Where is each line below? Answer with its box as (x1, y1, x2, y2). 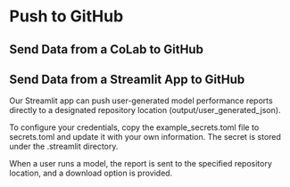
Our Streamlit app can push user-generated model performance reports (9, 95, 274, 106)
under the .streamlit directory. (9, 141, 119, 152)
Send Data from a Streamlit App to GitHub (9, 71, 245, 86)
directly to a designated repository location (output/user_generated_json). (9, 105, 281, 116)
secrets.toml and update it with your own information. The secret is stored (9, 132, 281, 142)
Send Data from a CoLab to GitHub (9, 42, 203, 57)
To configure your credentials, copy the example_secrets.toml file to (9, 122, 260, 133)
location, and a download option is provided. (9, 167, 173, 179)
